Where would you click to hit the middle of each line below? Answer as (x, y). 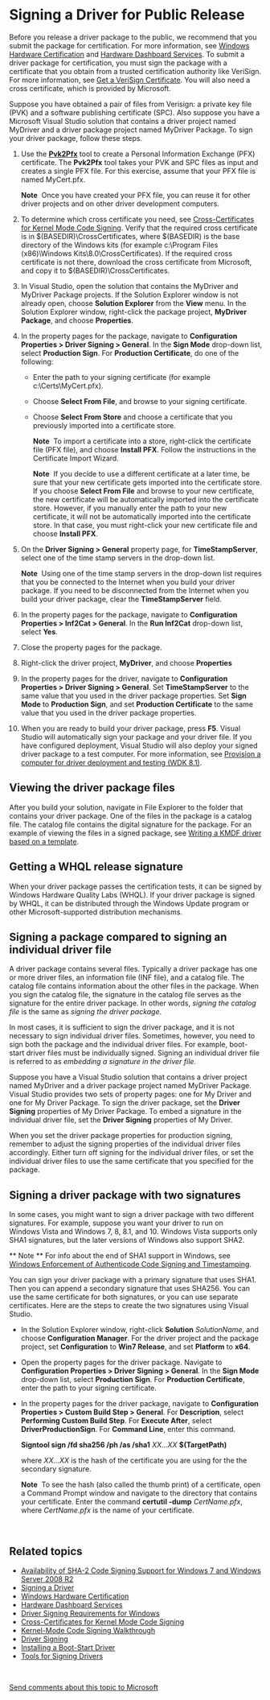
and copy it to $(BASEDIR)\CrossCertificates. (95, 270)
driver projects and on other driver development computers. (120, 204)
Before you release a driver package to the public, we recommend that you (133, 37)
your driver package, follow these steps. (76, 138)
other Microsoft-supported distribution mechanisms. (96, 912)
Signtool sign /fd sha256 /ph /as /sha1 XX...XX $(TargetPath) (124, 1445)
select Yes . (39, 631)
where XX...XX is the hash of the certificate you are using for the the (134, 1461)
